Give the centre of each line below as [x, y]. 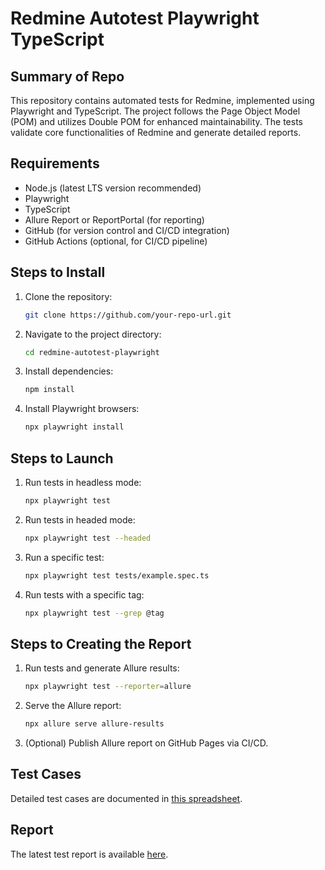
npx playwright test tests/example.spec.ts [117, 575]
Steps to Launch [62, 458]
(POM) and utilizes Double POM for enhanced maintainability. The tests [156, 121]
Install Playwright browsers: [82, 409]
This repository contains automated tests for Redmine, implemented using [162, 100]
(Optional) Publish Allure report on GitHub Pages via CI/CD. [146, 743]
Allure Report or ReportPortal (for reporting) [114, 219]
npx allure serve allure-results [94, 724]
